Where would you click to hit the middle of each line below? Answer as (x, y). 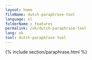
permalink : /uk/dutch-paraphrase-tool (46, 28)
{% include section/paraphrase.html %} (46, 52)
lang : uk (14, 33)
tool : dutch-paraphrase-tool (36, 38)
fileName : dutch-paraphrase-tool (40, 14)
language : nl (19, 19)
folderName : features (29, 24)
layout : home (19, 10)
